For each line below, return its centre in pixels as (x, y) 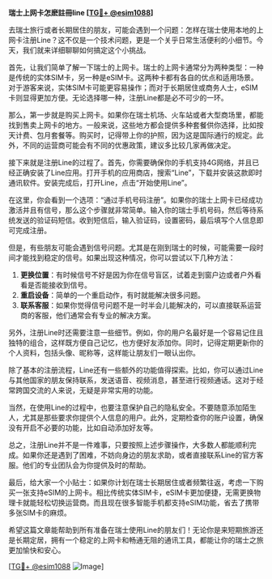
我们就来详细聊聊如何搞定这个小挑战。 (86, 50)
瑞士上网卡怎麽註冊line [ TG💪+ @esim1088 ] (81, 13)
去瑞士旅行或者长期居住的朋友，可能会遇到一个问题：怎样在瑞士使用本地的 (132, 30)
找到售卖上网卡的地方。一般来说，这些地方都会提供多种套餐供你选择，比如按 (136, 125)
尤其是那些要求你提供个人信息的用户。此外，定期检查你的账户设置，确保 (143, 417)
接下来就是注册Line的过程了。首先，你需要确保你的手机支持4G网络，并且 (130, 162)
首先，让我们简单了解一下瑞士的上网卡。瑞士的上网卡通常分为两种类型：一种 (136, 67)
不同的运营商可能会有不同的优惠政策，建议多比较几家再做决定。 (129, 145)
